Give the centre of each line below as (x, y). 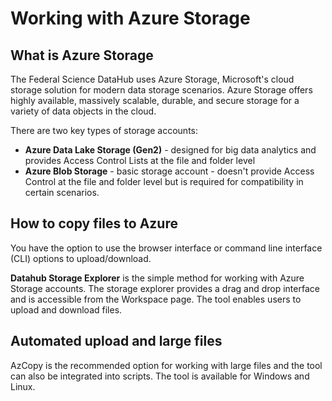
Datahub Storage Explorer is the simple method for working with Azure (157, 278)
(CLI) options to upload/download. (81, 258)
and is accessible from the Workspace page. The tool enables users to (156, 299)
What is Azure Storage (82, 55)
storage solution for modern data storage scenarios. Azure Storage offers (161, 90)
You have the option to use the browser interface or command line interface (166, 248)
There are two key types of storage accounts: (104, 130)
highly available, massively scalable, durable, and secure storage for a (155, 100)
